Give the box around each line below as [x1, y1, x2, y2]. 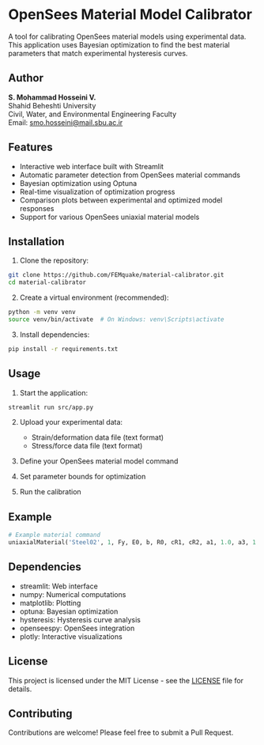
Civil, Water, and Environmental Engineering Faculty [8, 109, 177, 119]
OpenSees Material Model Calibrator [8, 6, 253, 24]
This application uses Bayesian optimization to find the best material [8, 40, 231, 49]
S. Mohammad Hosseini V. [8, 93, 96, 102]
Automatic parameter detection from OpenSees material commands [19, 170, 241, 180]
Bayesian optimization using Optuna [19, 178, 138, 187]
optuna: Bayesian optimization [19, 607, 119, 616]
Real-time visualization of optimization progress [19, 187, 175, 196]
